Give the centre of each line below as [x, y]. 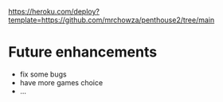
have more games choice [61, 82]
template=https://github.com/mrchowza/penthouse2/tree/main [111, 20]
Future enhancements [83, 52]
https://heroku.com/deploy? [54, 12]
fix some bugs [43, 74]
